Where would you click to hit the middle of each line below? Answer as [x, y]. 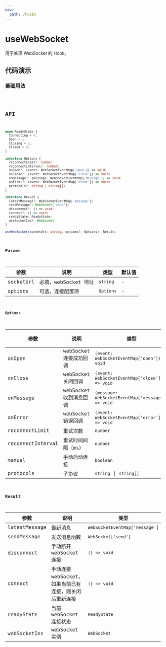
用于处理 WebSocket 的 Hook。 [37, 53]
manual [17, 461]
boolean [104, 460]
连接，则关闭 [66, 591]
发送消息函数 [66, 537]
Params [13, 251]
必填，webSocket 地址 [67, 282]
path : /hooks [23, 14]
